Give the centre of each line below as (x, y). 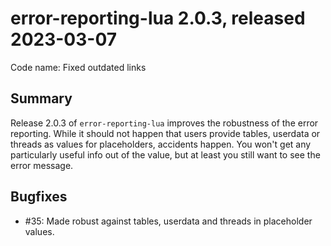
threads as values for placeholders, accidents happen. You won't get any (161, 144)
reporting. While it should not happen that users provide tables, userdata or (165, 133)
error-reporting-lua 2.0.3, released (158, 18)
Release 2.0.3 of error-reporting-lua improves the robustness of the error (164, 123)
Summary (41, 98)
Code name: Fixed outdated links (78, 67)
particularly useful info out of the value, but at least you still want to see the (165, 154)
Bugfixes (39, 197)
